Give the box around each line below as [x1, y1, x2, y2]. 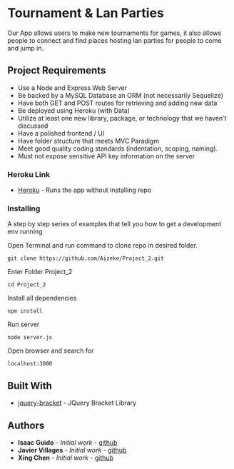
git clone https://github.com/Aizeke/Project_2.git [7, 255, 164, 262]
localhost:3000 [7, 360, 53, 368]
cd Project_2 [7, 281, 46, 288]
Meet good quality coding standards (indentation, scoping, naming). [17, 144, 218, 153]
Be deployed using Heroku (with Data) [17, 106, 131, 115]
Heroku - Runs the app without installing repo [17, 186, 152, 194]
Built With [7, 380, 52, 392]
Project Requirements [7, 64, 106, 76]
